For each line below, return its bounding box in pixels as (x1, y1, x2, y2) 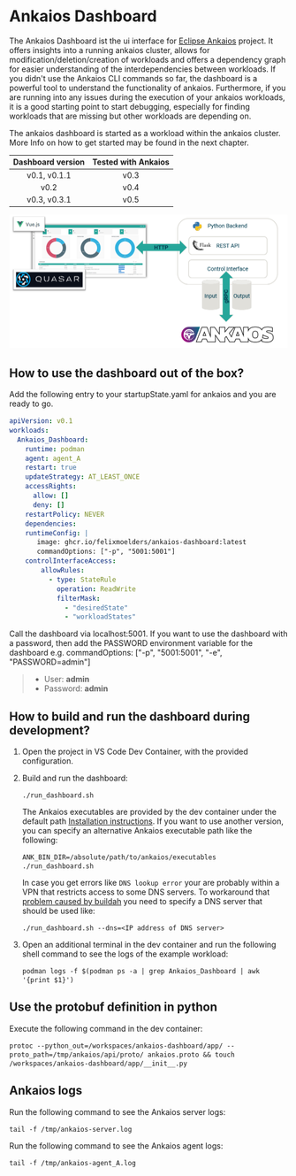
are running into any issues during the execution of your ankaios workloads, (9, 91, 285, 103)
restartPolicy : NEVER (25, 510, 104, 519)
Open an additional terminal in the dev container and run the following (21, 940, 277, 950)
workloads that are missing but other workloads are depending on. (9, 111, 252, 121)
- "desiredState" (65, 603, 128, 612)
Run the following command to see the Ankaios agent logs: (9, 1140, 224, 1151)
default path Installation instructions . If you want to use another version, (21, 816, 285, 826)
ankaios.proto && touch (147, 1050, 236, 1059)
